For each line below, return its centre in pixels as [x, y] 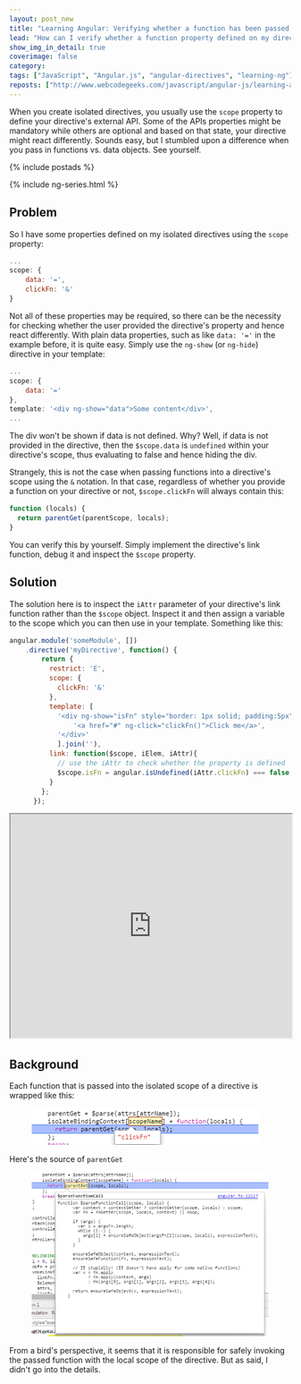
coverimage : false [43, 57]
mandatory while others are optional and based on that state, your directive [148, 131]
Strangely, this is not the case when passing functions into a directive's [140, 472]
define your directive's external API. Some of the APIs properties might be [145, 121]
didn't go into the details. [55, 1369]
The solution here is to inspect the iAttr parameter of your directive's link [145, 603]
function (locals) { [48, 509]
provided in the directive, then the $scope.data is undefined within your [139, 445]
